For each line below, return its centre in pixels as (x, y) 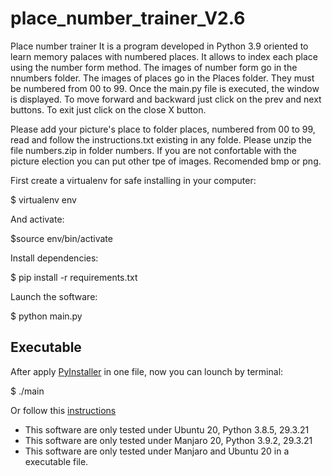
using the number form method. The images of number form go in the (154, 67)
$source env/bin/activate (61, 238)
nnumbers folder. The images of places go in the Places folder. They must (162, 78)
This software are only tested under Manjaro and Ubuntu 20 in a (157, 451)
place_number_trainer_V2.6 (128, 18)
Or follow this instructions (63, 410)
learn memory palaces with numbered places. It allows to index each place (164, 56)
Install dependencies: (54, 258)
